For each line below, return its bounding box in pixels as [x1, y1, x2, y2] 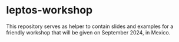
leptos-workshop [6, 3, 93, 17]
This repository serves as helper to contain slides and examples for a [6, 23, 174, 30]
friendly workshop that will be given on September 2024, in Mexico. [6, 29, 171, 36]
